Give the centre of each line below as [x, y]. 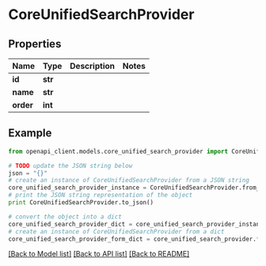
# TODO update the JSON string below [70, 165]
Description [92, 66]
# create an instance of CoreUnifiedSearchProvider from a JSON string [129, 180]
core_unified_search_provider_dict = [70, 224]
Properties [35, 44]
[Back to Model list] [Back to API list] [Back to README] [99, 254]
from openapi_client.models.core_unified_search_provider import [118, 151]
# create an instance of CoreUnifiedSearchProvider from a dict [116, 231]
